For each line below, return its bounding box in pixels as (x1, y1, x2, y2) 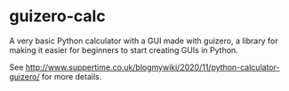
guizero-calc (9, 6, 106, 27)
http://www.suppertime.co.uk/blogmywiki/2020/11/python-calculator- (25, 62, 280, 72)
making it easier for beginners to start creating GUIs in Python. (9, 44, 238, 55)
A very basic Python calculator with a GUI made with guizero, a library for (9, 35, 278, 46)
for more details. (41, 71, 102, 81)
